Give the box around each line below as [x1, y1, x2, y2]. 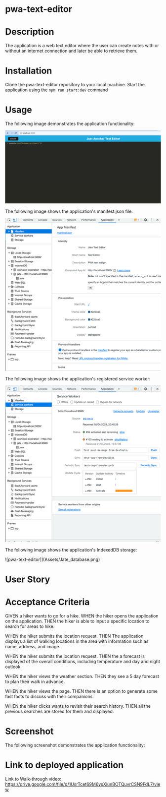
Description [5, 26, 54, 38]
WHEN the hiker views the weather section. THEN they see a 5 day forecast [5, 673, 160, 679]
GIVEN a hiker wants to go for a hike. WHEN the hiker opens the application [5, 613, 159, 618]
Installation [5, 65, 52, 76]
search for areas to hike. [5, 623, 55, 629]
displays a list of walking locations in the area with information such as [5, 638, 149, 644]
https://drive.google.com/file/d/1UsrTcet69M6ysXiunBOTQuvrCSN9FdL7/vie [5, 781, 161, 787]
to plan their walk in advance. [5, 678, 65, 684]
